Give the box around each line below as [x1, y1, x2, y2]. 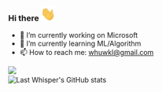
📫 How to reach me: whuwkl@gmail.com [19, 48, 154, 57]
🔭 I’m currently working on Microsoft [19, 31, 138, 40]
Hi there [8, 13, 39, 24]
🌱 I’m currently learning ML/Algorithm [19, 39, 142, 49]
